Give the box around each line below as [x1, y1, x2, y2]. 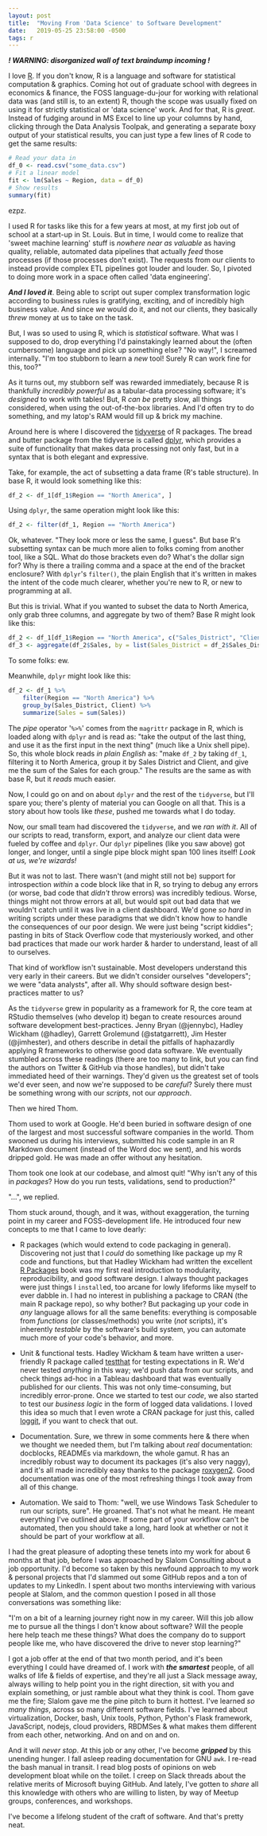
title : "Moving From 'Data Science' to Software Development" [8, 19, 222, 27]
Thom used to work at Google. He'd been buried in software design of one [8, 1119, 252, 1128]
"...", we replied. [8, 1192, 60, 1201]
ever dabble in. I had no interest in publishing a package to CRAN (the [19, 1291, 249, 1300]
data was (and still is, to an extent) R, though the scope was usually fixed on [8, 96, 257, 106]
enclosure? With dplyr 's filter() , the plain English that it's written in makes [8, 569, 257, 579]
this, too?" [8, 361, 42, 371]
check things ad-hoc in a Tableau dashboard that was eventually [19, 1373, 232, 1383]
